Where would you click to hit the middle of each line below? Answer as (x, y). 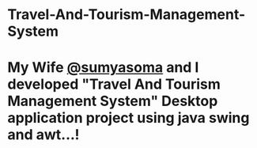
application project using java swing (128, 118)
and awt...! (43, 135)
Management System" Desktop (113, 101)
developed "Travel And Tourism (114, 84)
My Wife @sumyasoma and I (103, 68)
